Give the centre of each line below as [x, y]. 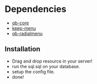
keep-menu [24, 28]
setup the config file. [33, 72]
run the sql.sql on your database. [46, 66]
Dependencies [35, 9]
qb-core [20, 23]
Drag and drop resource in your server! [52, 61]
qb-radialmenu [27, 33]
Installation [22, 49]
